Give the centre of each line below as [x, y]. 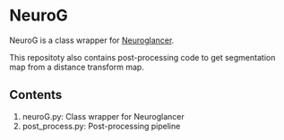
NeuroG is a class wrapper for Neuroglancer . [92, 40]
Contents [36, 95]
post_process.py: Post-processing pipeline [101, 126]
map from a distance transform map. [77, 67]
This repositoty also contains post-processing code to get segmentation [142, 57]
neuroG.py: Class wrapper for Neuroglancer [103, 116]
